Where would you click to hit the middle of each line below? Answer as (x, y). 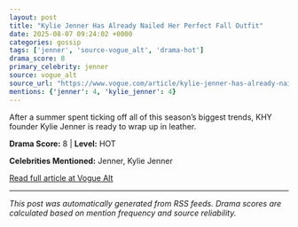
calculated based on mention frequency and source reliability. (123, 213)
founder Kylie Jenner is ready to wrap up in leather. (103, 126)
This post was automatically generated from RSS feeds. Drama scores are (145, 203)
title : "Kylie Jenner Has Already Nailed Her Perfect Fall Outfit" (137, 26)
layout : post (33, 17)
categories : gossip (45, 42)
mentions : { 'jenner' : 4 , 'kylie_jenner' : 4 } (93, 91)
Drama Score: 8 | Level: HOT (63, 144)
